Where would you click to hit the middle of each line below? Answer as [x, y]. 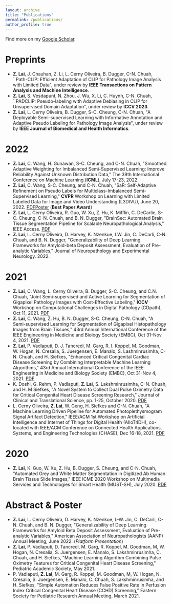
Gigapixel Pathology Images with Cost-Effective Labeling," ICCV [80, 302]
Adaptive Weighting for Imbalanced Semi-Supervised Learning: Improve [89, 169]
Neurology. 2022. [31, 256]
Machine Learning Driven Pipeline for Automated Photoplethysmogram [87, 411]
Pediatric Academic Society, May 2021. [54, 569]
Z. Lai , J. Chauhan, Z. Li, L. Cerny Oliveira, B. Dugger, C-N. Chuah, [82, 74]
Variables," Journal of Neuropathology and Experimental [90, 251]
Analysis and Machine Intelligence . [51, 90]
